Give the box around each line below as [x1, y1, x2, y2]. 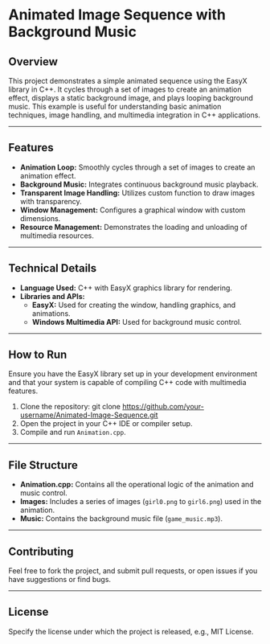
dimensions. [19, 213, 61, 223]
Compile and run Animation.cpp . [19, 428, 126, 437]
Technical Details [8, 261, 97, 275]
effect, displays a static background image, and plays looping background [8, 93, 253, 102]
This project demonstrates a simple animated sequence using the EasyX [8, 76, 247, 85]
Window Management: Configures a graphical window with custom [19, 205, 246, 215]
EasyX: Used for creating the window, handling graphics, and [31, 300, 236, 310]
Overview [8, 55, 59, 68]
